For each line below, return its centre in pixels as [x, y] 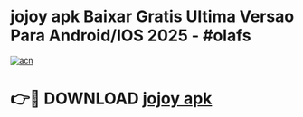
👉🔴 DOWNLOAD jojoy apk [111, 99]
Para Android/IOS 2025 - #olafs [131, 36]
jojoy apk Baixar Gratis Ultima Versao [152, 17]
